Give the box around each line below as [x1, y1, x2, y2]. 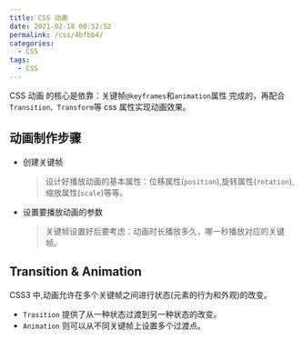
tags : [9, 55, 30, 65]
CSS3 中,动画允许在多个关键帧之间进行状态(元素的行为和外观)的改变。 [9, 289, 273, 300]
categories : [9, 38, 55, 48]
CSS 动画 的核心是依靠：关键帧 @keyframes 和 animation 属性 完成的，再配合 [9, 90, 286, 101]
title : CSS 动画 [9, 13, 68, 23]
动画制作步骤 [9, 131, 82, 146]
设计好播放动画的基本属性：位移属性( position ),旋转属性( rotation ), [45, 175, 295, 186]
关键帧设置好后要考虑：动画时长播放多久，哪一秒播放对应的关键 [45, 225, 285, 236]
